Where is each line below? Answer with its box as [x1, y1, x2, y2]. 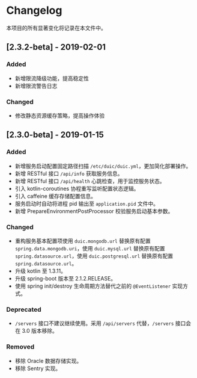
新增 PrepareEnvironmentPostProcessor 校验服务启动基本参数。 [14, 207, 174, 214]
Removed [6, 342, 35, 351]
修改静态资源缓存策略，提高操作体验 [14, 112, 105, 119]
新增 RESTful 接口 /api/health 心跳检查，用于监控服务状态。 [14, 177, 165, 184]
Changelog [6, 4, 62, 17]
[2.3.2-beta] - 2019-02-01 [6, 42, 106, 52]
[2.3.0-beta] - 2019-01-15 [6, 130, 104, 140]
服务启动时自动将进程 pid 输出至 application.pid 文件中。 [14, 200, 159, 207]
